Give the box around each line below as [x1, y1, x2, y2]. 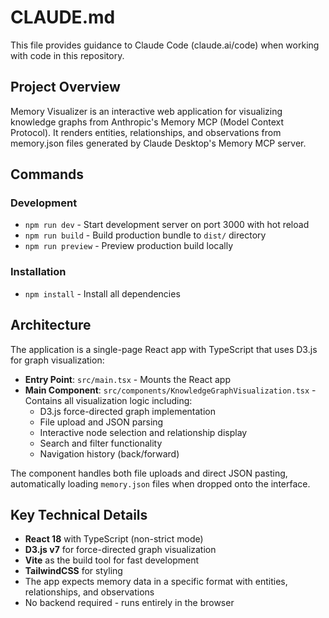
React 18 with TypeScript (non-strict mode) [24, 533, 204, 545]
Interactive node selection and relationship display [39, 426, 248, 438]
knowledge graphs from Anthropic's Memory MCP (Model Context [10, 116, 284, 128]
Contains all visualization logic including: [24, 394, 193, 406]
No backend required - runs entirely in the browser [24, 597, 235, 609]
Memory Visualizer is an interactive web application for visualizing [10, 105, 283, 117]
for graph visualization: [10, 354, 105, 366]
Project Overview [10, 79, 121, 96]
